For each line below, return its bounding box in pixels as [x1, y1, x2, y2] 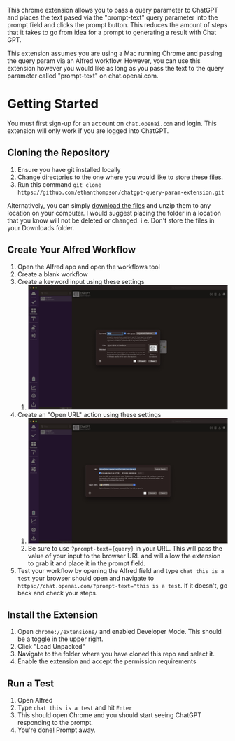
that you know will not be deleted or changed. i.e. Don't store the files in [7, 216, 215, 225]
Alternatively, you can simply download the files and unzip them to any [7, 201, 211, 209]
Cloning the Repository [7, 147, 110, 159]
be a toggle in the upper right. [17, 635, 104, 643]
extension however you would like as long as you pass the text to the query [7, 64, 224, 72]
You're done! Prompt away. [17, 726, 96, 734]
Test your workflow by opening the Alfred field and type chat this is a [17, 566, 225, 574]
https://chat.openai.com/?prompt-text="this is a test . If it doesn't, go [17, 581, 228, 590]
